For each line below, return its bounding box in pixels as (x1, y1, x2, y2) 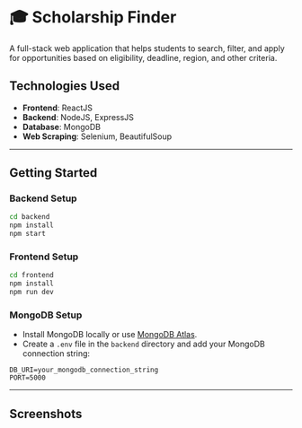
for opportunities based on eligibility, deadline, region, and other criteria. (9, 52, 278, 63)
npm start (9, 230, 47, 239)
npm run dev (9, 288, 54, 297)
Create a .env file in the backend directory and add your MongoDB (22, 338, 265, 350)
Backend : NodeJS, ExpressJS (22, 111, 135, 122)
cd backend (9, 213, 50, 222)
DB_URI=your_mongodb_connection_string (9, 365, 159, 375)
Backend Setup (9, 192, 78, 205)
